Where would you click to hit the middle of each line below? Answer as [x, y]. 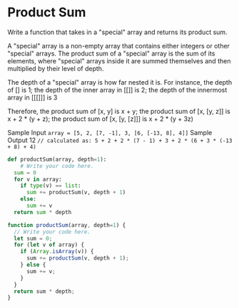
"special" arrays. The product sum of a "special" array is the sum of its [111, 53]
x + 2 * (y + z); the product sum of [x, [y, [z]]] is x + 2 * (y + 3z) [101, 119]
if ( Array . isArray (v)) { [57, 252]
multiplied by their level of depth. [56, 68]
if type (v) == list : [51, 186]
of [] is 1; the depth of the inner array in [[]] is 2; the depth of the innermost [117, 90]
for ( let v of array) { [49, 245]
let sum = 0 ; [33, 238]
